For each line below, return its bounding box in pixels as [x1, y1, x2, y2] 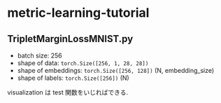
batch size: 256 [17, 51, 62, 60]
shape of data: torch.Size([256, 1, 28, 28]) [17, 59, 149, 67]
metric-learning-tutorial [7, 5, 150, 21]
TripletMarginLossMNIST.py [7, 33, 134, 45]
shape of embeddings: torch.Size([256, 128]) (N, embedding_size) [17, 67, 215, 74]
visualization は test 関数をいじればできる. [7, 88, 128, 96]
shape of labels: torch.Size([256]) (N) [17, 74, 129, 82]
